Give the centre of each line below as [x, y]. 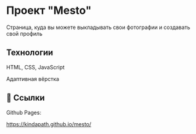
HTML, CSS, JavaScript [36, 67]
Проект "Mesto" [49, 11]
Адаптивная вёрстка [33, 78]
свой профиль [24, 33]
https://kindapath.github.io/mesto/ [49, 124]
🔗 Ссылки [26, 98]
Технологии [30, 53]
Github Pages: [24, 112]
